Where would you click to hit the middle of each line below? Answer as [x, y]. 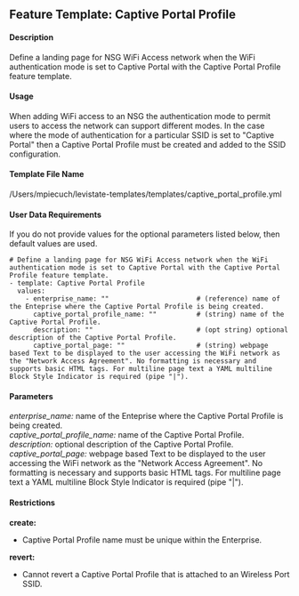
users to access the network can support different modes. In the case [137, 125]
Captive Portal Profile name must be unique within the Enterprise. [142, 540]
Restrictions [32, 503]
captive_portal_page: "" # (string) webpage [150, 346]
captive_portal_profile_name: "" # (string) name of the [158, 315]
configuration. [35, 154]
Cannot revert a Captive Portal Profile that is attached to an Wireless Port [156, 574]
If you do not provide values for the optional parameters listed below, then [145, 234]
